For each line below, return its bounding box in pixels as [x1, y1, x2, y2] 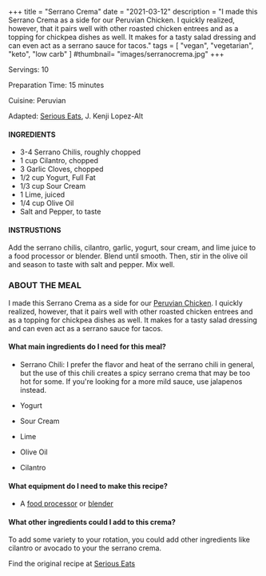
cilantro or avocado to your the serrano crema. [8, 543, 162, 553]
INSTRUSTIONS [8, 225, 62, 234]
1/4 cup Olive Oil [19, 198, 74, 208]
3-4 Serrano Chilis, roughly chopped [19, 147, 141, 157]
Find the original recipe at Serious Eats [8, 559, 136, 569]
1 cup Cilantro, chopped [19, 156, 98, 166]
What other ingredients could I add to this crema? [8, 517, 176, 526]
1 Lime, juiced [19, 190, 66, 199]
